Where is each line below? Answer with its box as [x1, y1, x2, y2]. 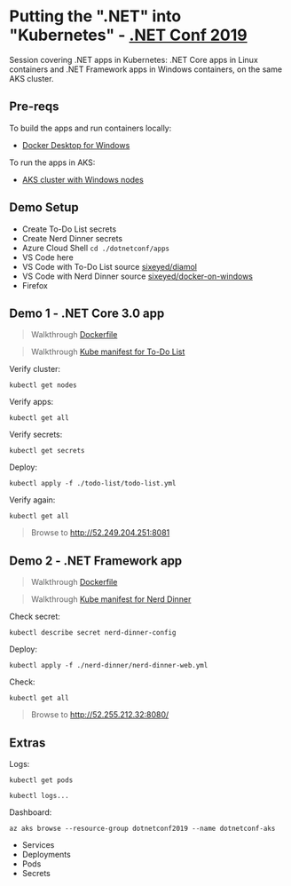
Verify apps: [9, 397, 54, 407]
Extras [9, 735, 46, 750]
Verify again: [9, 494, 56, 505]
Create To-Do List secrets [21, 224, 117, 234]
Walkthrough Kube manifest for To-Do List [30, 346, 185, 357]
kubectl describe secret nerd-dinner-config [9, 629, 177, 637]
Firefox [21, 280, 49, 290]
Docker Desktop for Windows [21, 139, 130, 150]
